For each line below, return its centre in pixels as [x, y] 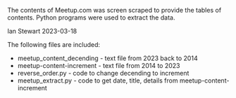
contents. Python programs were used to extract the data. [91, 17]
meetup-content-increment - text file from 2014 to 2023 [99, 65]
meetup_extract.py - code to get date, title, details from [98, 80]
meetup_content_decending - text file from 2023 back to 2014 [108, 58]
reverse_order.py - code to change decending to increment [103, 73]
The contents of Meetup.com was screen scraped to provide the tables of [114, 10]
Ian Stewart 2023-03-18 [42, 31]
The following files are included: [54, 44]
